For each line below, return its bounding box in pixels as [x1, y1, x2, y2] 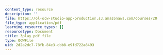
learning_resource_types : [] [5, 25, 64, 30]
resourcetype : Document [5, 29, 53, 34]
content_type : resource [5, 7, 53, 12]
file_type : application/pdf [5, 20, 62, 25]
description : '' [5, 11, 38, 16]
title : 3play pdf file [5, 34, 51, 39]
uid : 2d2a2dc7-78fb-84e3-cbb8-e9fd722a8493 [5, 43, 95, 47]
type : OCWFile [5, 38, 34, 43]
